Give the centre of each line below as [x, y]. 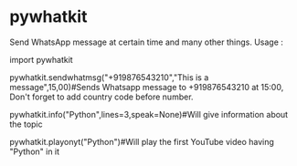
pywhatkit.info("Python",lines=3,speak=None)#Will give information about [149, 114]
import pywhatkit [41, 59]
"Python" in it [35, 151]
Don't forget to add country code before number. [101, 97]
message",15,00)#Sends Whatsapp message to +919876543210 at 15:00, [147, 87]
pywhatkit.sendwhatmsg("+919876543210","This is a [109, 77]
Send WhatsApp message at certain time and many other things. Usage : [146, 42]
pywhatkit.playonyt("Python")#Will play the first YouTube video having [142, 141]
